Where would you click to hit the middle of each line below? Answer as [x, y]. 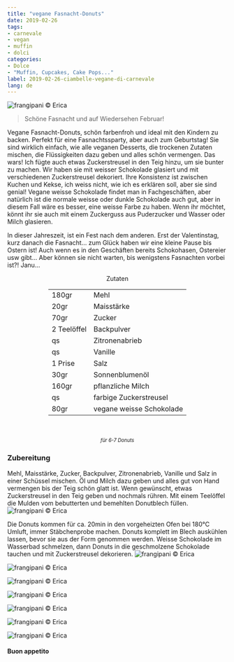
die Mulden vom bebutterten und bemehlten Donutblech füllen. [98, 503]
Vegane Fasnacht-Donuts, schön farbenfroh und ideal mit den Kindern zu [113, 132]
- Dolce [19, 66]
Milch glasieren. [30, 222]
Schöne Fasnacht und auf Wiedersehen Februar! [94, 119]
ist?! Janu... [24, 265]
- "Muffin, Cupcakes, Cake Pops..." [60, 72]
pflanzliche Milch [122, 386]
